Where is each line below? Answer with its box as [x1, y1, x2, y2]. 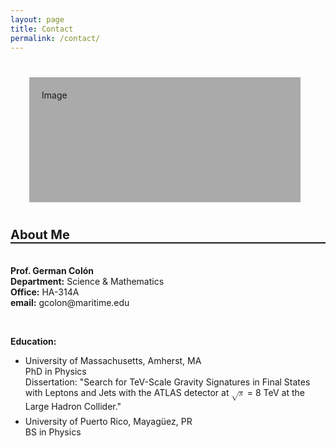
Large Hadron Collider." [24, 400, 122, 412]
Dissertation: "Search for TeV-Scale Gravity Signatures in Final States [24, 376, 311, 388]
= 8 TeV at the [246, 386, 305, 398]
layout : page [10, 14, 65, 25]
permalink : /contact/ [10, 33, 101, 43]
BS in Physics [24, 426, 82, 438]
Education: [10, 335, 57, 347]
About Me [10, 227, 70, 243]
